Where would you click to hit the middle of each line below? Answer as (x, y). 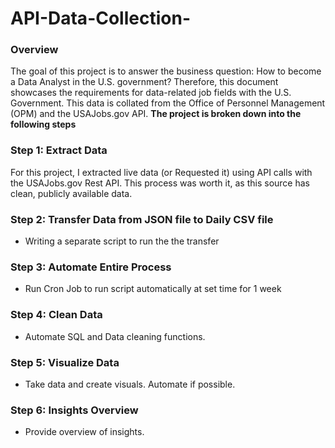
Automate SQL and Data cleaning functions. (115, 336)
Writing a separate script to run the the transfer (122, 241)
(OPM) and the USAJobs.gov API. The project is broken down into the (156, 114)
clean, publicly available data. (71, 193)
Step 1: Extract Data (59, 150)
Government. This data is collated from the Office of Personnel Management (168, 103)
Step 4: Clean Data (56, 315)
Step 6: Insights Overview (74, 410)
